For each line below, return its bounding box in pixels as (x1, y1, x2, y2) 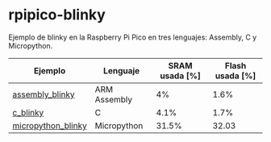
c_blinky (12, 106, 44, 118)
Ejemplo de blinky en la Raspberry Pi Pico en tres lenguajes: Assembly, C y (8, 32, 257, 42)
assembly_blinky (12, 89, 75, 100)
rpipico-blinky (8, 6, 106, 24)
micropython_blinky (12, 119, 87, 131)
